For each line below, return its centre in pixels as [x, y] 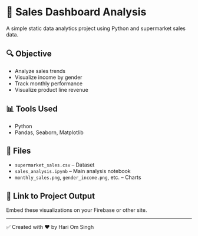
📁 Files [19, 150]
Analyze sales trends [40, 71]
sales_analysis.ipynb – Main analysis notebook [72, 171]
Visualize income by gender [48, 77]
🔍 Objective [29, 54]
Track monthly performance [49, 83]
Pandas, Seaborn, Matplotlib [49, 132]
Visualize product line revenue [51, 89]
